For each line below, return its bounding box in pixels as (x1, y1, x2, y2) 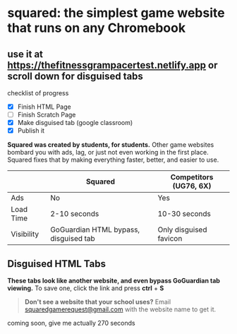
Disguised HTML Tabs (7, 258, 106, 270)
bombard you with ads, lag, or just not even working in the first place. (7, 148, 209, 157)
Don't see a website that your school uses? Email (24, 298, 171, 306)
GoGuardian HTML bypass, (50, 225, 140, 234)
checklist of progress (7, 89, 69, 97)
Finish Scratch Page (17, 111, 76, 119)
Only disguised (157, 225, 207, 234)
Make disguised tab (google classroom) (17, 119, 133, 127)
